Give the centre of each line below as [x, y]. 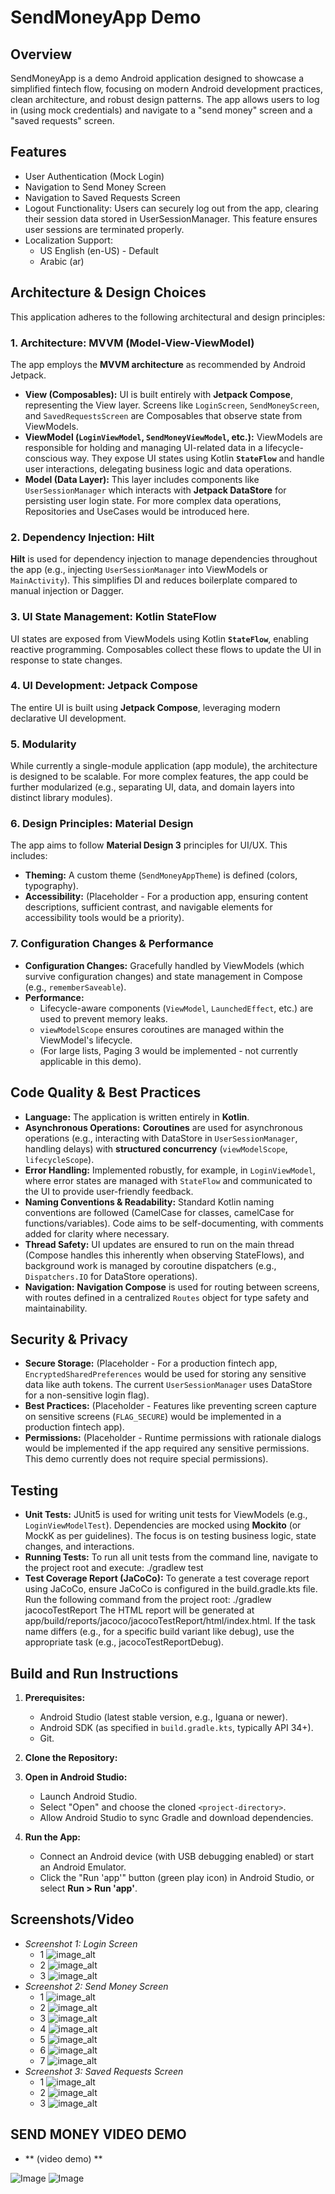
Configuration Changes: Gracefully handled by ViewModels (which [164, 965]
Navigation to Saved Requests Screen [102, 197]
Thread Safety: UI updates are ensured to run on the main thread [159, 1244]
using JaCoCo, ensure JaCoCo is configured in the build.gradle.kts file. [171, 1589]
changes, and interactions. [79, 1547]
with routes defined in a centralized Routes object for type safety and [167, 1297]
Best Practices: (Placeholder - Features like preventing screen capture [170, 1406]
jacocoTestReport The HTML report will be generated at [139, 1610]
